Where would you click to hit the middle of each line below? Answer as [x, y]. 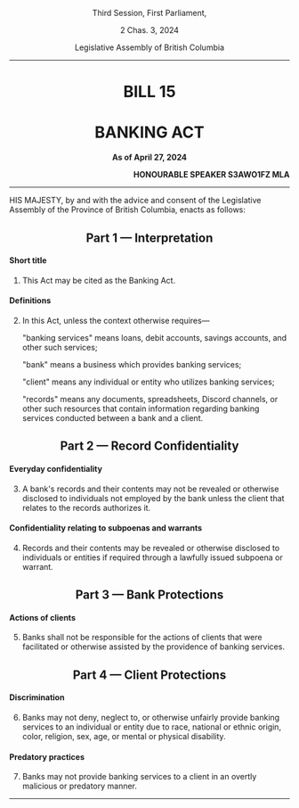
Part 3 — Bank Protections [149, 595]
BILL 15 [149, 92]
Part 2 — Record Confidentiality [149, 446]
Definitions [30, 301]
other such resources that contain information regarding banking [141, 408]
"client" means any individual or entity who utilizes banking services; [148, 382]
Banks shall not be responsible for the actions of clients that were [142, 638]
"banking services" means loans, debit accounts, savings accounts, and [154, 337]
